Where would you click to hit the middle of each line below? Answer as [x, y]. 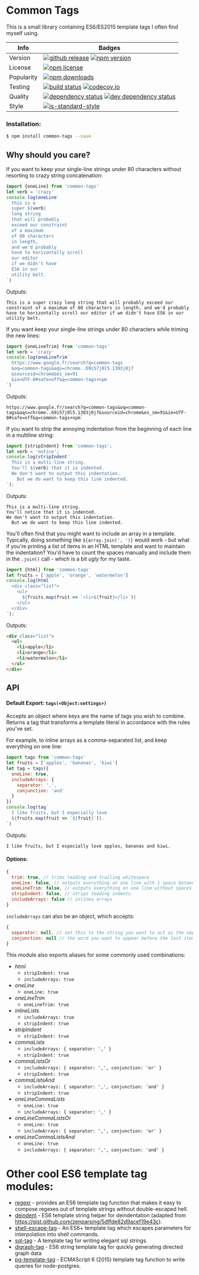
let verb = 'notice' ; [33, 451]
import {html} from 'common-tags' [49, 569]
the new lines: [23, 335]
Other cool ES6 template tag [77, 1174]
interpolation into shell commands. [57, 1235]
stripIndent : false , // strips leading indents [71, 894]
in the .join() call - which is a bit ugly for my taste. [69, 559]
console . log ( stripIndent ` [38, 457]
